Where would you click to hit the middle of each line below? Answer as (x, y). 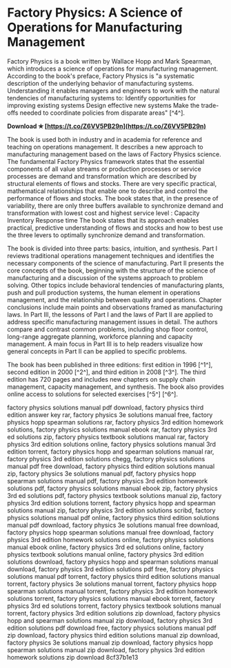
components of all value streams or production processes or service (104, 169)
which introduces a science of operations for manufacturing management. (113, 68)
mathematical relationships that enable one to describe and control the (108, 191)
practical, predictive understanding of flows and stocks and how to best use (115, 228)
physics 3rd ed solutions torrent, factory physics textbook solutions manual (114, 606)
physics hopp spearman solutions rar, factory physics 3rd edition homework (115, 422)
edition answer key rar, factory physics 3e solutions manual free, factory (110, 415)
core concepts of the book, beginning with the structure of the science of (111, 270)
